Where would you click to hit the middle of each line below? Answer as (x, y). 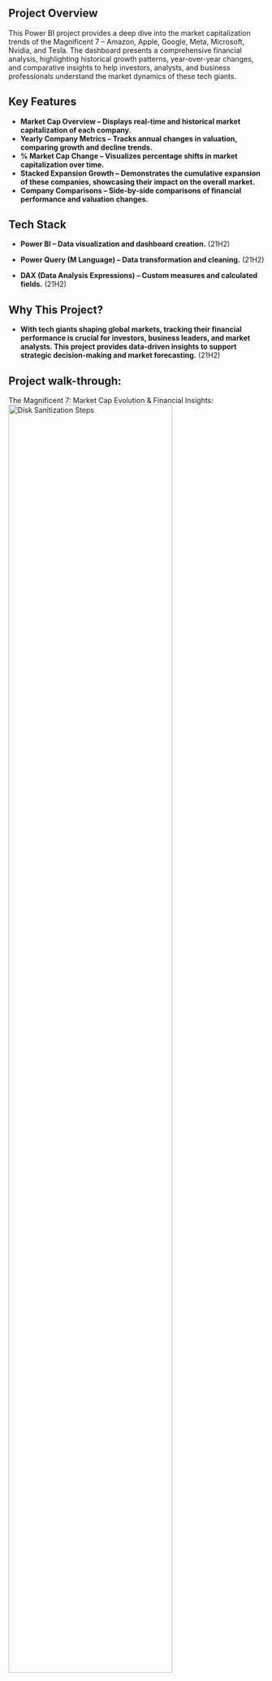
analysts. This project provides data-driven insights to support (128, 347)
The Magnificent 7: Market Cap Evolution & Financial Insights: (111, 401)
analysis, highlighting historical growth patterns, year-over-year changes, (131, 59)
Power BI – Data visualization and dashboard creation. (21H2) (125, 244)
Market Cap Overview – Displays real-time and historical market (130, 121)
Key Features (43, 102)
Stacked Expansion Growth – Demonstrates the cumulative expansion (140, 173)
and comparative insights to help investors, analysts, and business (119, 67)
